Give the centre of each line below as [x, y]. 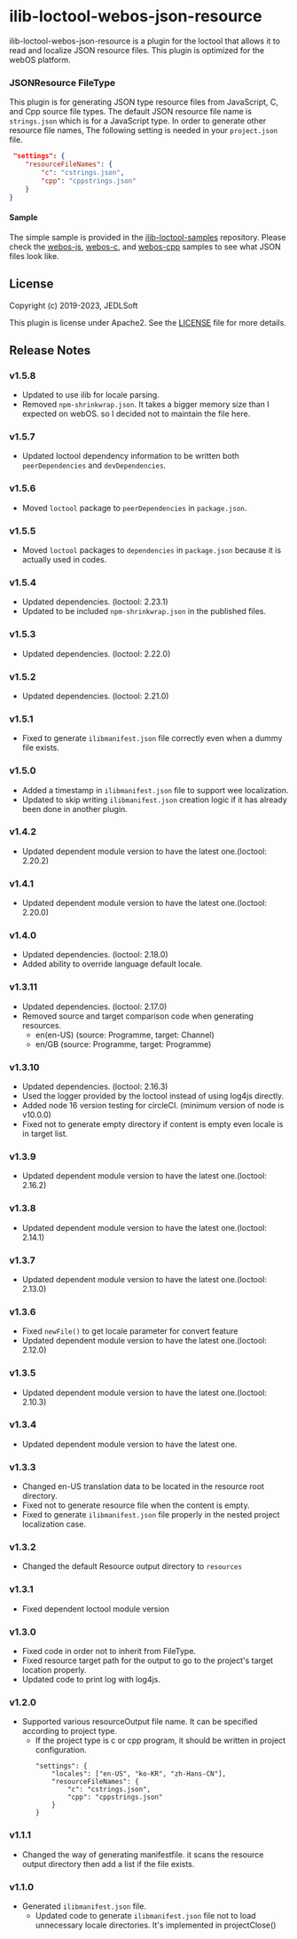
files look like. [34, 256]
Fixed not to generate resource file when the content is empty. [136, 1505]
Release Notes [50, 350]
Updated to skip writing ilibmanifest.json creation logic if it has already [155, 800]
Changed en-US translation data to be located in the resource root [143, 1486]
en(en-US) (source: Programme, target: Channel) [125, 1035]
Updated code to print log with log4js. [91, 1680]
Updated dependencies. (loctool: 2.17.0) [94, 1006]
